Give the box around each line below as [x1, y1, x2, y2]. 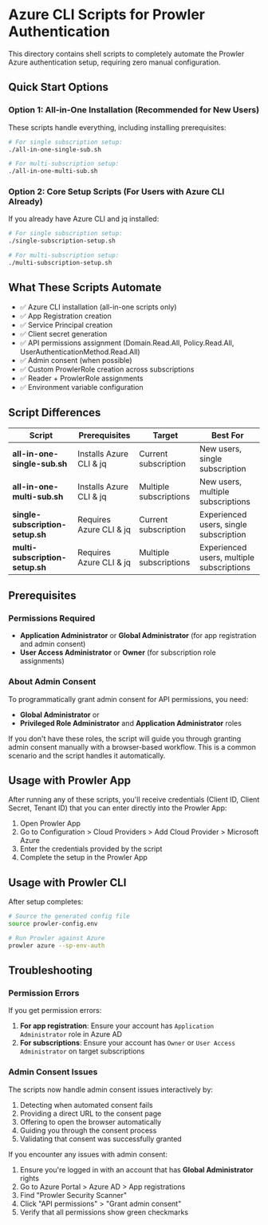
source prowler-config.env [8, 920, 98, 928]
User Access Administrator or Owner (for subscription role [19, 648, 217, 657]
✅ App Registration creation [19, 311, 112, 321]
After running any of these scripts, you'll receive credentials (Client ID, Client [8, 795, 260, 805]
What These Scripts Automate [8, 281, 162, 294]
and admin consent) [19, 640, 86, 649]
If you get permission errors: [8, 1006, 102, 1015]
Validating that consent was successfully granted [19, 1134, 182, 1144]
